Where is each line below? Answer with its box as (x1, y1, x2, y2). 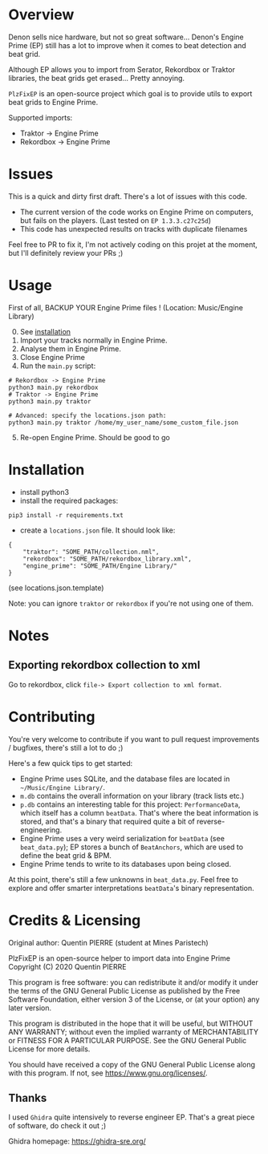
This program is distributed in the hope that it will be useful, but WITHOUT (8, 1018, 254, 1028)
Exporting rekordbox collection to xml (8, 658, 201, 672)
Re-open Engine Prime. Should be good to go (19, 432, 170, 442)
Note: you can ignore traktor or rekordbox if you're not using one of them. (8, 598, 254, 608)
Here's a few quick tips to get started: (8, 758, 133, 767)
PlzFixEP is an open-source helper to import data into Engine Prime (8, 953, 231, 963)
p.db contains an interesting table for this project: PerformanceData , (19, 800, 241, 809)
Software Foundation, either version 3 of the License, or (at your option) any (8, 994, 260, 1004)
